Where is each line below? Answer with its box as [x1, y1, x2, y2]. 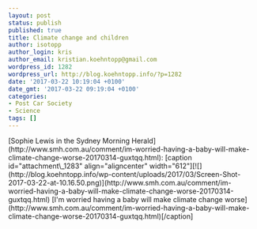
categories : [8, 92, 47, 100]
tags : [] [8, 114, 37, 122]
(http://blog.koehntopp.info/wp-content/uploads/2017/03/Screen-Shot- [8, 169, 241, 178]
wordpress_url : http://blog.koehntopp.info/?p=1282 [8, 70, 182, 78]
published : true [8, 26, 62, 34]
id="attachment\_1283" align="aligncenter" [8, 161, 148, 171]
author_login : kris [8, 48, 73, 56]
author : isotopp [8, 41, 62, 49]
